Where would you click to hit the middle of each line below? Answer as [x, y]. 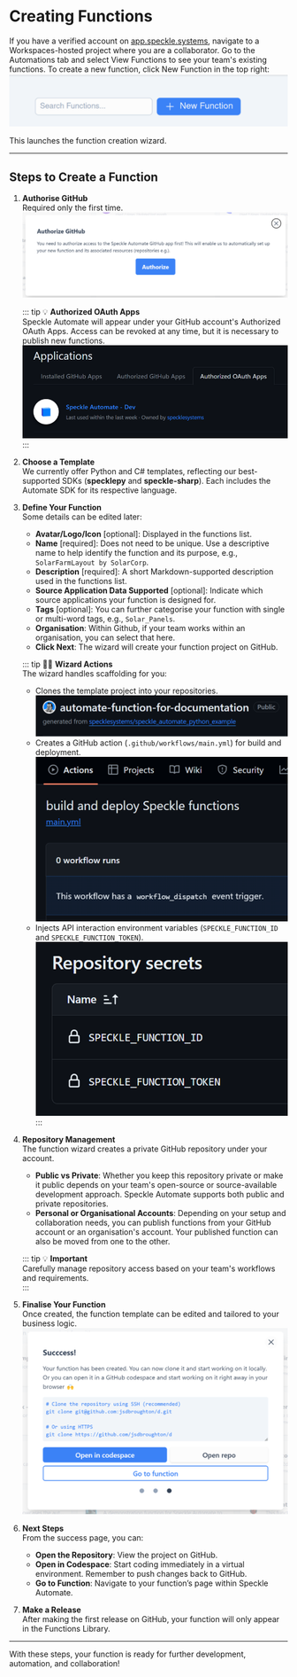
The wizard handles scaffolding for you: [95, 674]
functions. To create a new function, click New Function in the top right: [139, 69]
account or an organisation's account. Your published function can [156, 1232]
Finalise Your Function [64, 1304]
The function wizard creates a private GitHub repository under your [145, 1149]
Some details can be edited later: [82, 517]
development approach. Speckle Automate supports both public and [160, 1194]
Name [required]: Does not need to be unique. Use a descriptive [152, 543]
